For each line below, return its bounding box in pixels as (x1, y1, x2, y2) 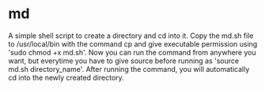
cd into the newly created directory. (8, 73, 124, 82)
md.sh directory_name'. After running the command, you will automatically (8, 64, 250, 73)
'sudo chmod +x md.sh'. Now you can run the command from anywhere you (8, 47, 256, 57)
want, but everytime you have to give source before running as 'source (8, 56, 240, 66)
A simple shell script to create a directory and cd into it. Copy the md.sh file (8, 31, 254, 40)
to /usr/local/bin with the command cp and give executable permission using (8, 39, 258, 48)
